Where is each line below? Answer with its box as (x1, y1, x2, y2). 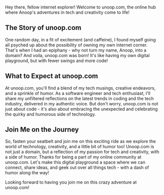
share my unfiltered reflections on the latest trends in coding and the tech (5, 96, 154, 101)
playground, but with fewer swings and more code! (5, 58, 108, 64)
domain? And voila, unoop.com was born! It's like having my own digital (5, 52, 150, 58)
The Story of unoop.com (5, 24, 82, 32)
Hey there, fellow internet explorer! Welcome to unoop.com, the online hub (5, 4, 156, 10)
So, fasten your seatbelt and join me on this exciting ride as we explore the (5, 138, 156, 144)
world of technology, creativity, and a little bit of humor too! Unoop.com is (5, 144, 155, 150)
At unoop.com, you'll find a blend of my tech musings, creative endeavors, (5, 85, 156, 91)
